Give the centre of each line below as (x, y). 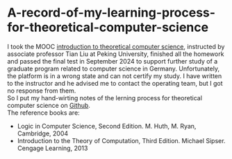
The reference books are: (43, 113)
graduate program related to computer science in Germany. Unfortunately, (114, 68)
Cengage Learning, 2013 (52, 148)
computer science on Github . (49, 105)
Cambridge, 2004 (43, 133)
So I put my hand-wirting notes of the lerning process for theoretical (105, 97)
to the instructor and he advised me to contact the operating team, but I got (115, 83)
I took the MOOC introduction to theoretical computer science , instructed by (116, 46)
